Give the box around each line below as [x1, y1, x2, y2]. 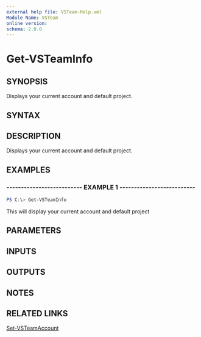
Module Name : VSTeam [6, 15, 59, 21]
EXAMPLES [6, 165, 51, 175]
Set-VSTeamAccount [6, 324, 59, 332]
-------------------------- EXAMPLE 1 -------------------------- [6, 183, 196, 191]
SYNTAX [6, 110, 41, 121]
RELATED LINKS [6, 308, 68, 319]
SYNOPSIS [6, 76, 48, 87]
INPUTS [6, 246, 37, 257]
